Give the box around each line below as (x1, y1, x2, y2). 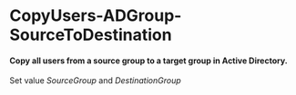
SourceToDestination (9, 24, 172, 45)
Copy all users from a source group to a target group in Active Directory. (9, 55, 289, 66)
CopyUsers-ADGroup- (9, 5, 182, 26)
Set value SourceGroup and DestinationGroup (9, 75, 182, 86)
